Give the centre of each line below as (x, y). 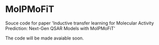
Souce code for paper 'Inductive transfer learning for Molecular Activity (79, 23)
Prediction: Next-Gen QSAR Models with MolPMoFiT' (60, 28)
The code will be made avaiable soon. (45, 38)
